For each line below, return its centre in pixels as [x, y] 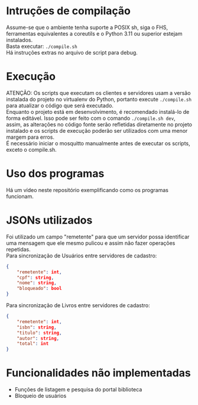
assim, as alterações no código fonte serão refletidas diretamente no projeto [99, 124]
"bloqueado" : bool [39, 289]
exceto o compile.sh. [32, 149]
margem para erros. [30, 137]
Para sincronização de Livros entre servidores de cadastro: [78, 305]
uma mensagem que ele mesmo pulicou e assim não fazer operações [91, 243]
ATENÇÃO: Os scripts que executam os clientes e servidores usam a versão [98, 93]
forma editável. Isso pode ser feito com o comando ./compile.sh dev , [91, 118]
